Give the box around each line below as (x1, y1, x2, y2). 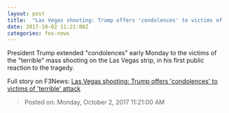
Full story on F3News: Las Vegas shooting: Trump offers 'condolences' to (7, 77, 218, 86)
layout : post (7, 10, 45, 17)
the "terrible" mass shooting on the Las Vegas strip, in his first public (7, 56, 205, 65)
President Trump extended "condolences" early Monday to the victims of (7, 49, 217, 57)
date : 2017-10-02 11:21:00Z (7, 23, 89, 30)
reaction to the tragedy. (7, 63, 74, 72)
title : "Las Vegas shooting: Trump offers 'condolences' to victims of (7, 17, 223, 24)
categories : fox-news (7, 29, 70, 37)
